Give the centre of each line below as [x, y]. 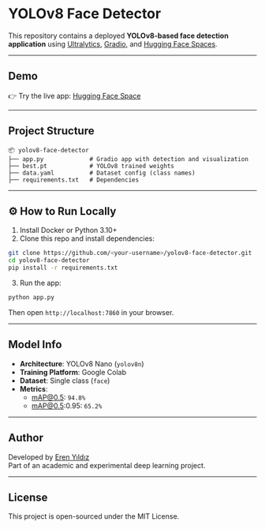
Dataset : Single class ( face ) [65, 381]
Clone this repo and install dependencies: [87, 238]
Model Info [35, 345]
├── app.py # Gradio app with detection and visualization [128, 159]
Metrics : [34, 388]
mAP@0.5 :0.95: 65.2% [67, 405]
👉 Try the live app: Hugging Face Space [75, 96]
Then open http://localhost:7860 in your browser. [91, 312]
